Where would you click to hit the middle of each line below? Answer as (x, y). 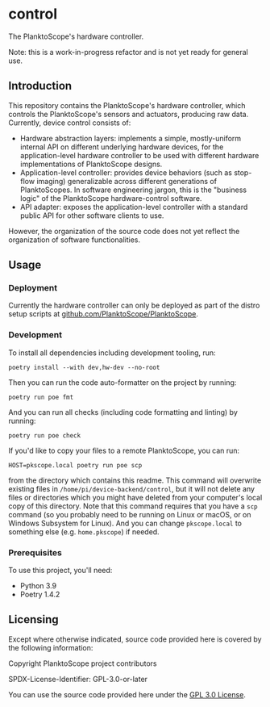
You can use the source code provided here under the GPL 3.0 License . (127, 694)
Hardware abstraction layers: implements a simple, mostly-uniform (131, 138)
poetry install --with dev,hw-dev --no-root (84, 367)
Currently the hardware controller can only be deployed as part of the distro (134, 305)
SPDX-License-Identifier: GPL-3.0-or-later (78, 679)
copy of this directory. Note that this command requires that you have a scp (133, 506)
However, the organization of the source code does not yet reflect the (124, 231)
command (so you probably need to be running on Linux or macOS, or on (130, 514)
